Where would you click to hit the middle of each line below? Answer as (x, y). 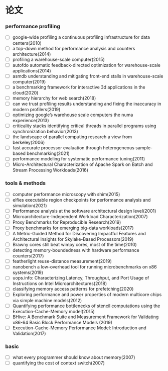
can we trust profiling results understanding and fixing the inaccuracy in (87, 104)
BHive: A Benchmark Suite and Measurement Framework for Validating (86, 317)
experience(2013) (31, 121)
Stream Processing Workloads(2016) (50, 170)
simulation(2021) (30, 205)
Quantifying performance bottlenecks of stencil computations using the (86, 306)
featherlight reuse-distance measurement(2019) (62, 261)
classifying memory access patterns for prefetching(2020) (73, 289)
